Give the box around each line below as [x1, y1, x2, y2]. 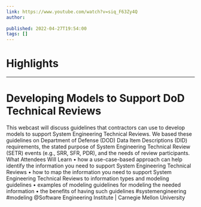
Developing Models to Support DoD [6, 92, 185, 105]
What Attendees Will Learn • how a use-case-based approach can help [6, 156, 182, 163]
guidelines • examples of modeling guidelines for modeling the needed [6, 181, 181, 188]
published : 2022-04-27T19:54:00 [6, 25, 87, 32]
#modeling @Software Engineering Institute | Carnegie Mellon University [6, 194, 185, 201]
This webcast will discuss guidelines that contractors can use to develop [6, 124, 185, 131]
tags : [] [6, 31, 28, 37]
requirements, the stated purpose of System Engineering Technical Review [6, 143, 191, 150]
